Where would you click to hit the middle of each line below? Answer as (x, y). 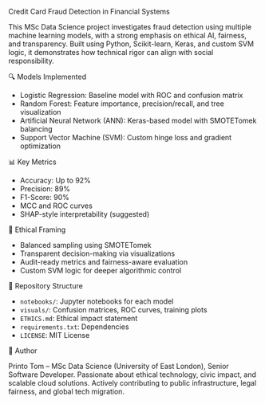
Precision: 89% (45, 189)
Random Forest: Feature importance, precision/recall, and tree (122, 104)
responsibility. (31, 61)
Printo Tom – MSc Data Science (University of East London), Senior (119, 366)
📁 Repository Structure (46, 286)
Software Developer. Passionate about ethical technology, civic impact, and (132, 375)
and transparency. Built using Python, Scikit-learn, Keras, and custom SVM (131, 44)
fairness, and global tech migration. (67, 391)
